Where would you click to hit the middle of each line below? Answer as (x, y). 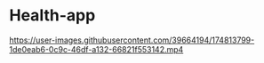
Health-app (52, 16)
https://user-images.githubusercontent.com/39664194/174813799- (132, 40)
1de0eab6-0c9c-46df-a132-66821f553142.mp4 (96, 49)
